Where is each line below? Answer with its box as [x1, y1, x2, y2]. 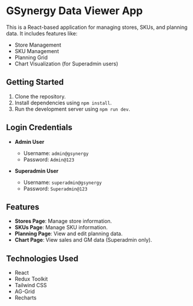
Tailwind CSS [14, 282, 47, 289]
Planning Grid [14, 54, 48, 61]
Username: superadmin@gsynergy [23, 179, 102, 186]
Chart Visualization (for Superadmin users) [14, 60, 119, 67]
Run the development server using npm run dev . [14, 105, 131, 113]
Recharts [14, 294, 37, 301]
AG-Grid [14, 288, 35, 295]
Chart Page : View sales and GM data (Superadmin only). [14, 236, 152, 244]
